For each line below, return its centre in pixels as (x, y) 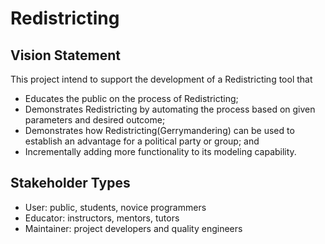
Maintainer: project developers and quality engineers (133, 228)
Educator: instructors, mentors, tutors (102, 218)
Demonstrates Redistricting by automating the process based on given (170, 109)
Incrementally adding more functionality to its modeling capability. (160, 151)
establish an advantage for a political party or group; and (142, 141)
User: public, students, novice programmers (115, 207)
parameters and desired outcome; (95, 120)
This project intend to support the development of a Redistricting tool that (161, 79)
